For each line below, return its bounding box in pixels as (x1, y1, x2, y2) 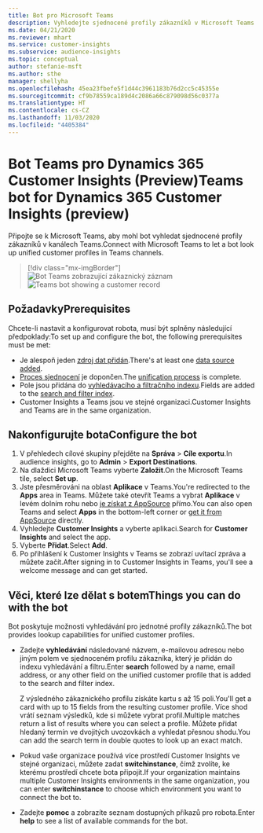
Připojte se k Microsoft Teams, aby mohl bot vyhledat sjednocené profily (8, 231, 243, 240)
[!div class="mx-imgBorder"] (27, 262, 122, 272)
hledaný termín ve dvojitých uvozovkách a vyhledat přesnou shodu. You (19, 728, 251, 737)
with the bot (8, 600, 68, 614)
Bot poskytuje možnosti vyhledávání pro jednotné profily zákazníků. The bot (8, 622, 253, 631)
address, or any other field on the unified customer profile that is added (19, 670, 251, 680)
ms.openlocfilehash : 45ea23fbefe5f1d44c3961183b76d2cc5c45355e (8, 84, 220, 93)
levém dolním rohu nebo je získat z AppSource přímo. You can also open (19, 499, 253, 508)
